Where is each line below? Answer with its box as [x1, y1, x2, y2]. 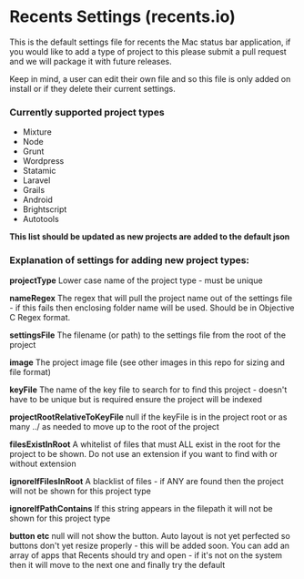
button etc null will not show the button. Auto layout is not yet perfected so [9, 530, 291, 541]
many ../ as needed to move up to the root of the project [9, 421, 220, 432]
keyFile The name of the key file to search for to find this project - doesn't [9, 384, 288, 395]
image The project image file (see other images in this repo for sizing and [9, 357, 285, 368]
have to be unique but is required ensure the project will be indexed [9, 393, 262, 404]
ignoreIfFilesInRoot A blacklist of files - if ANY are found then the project [9, 475, 284, 486]
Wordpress [22, 156, 65, 167]
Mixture [22, 127, 52, 137]
